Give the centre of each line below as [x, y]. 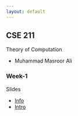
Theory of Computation [34, 49]
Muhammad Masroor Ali [43, 61]
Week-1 [17, 76]
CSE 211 [20, 36]
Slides [13, 89]
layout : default [26, 11]
